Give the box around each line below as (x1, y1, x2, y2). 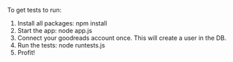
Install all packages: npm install (17, 19, 107, 27)
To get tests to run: (7, 6, 61, 14)
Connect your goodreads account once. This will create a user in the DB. (17, 34, 227, 42)
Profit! (17, 48, 36, 56)
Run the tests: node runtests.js (17, 41, 105, 49)
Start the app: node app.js (17, 27, 93, 34)
